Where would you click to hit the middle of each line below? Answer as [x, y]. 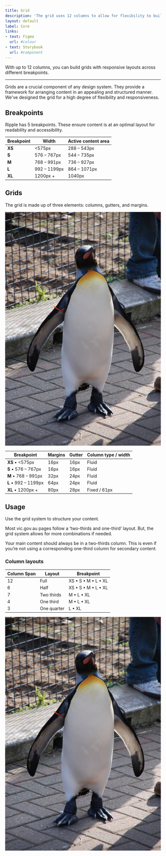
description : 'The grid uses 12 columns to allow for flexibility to [78, 16]
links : [12, 32]
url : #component [26, 52]
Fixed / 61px [100, 490]
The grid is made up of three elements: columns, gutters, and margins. [77, 205]
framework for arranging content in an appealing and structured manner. [79, 92]
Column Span [21, 573]
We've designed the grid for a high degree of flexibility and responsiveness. [82, 97]
